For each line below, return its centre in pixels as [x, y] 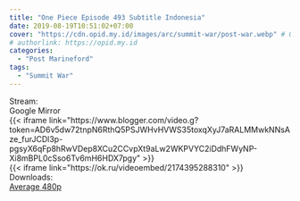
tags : [19, 68]
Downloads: [31, 177]
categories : [31, 51]
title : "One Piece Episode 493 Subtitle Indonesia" [107, 17]
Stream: [24, 101]
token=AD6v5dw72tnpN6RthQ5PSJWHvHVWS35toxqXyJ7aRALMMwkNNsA [150, 130]
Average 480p [36, 186]
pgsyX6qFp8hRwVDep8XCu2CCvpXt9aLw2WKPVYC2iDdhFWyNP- [133, 148]
